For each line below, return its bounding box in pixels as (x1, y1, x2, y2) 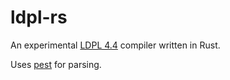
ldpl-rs (10, 6, 68, 29)
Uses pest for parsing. (10, 58, 102, 70)
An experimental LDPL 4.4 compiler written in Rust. (10, 39, 221, 51)
